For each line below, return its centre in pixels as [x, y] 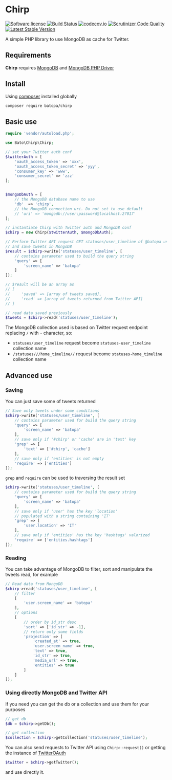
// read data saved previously [39, 313]
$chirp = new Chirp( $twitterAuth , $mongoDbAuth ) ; [59, 232]
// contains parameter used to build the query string [74, 256]
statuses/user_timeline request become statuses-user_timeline [82, 343]
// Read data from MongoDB [34, 584]
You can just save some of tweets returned [50, 401]
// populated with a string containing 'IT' [63, 516]
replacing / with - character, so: [39, 333]
